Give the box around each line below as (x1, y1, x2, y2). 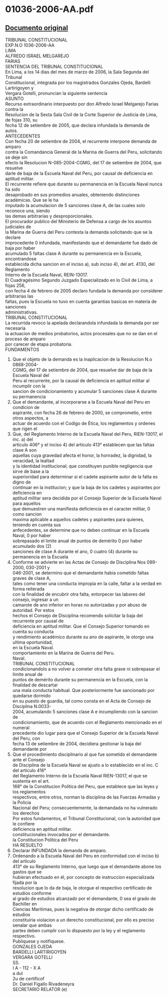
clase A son (12, 447, 37, 453)
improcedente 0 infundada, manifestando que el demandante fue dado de (5, 240, 157, 246)
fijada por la (12, 879, 37, 885)
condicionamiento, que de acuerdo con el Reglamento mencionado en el (12, 720, 162, 725)
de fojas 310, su (5, 117, 37, 123)
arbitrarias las (5, 293, 33, 299)
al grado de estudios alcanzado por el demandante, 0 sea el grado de (12, 895, 156, 902)
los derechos (12, 810, 39, 816)
